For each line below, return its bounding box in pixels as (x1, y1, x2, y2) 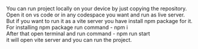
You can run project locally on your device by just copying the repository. (6, 5, 187, 12)
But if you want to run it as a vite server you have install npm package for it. (6, 18, 193, 24)
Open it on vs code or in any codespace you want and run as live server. (6, 11, 185, 18)
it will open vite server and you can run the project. (6, 37, 132, 43)
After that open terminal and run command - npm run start (6, 30, 151, 37)
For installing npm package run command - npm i (6, 24, 128, 31)
